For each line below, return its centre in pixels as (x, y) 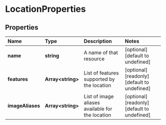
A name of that (101, 53)
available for (98, 109)
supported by (99, 79)
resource (94, 59)
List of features (101, 73)
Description (98, 41)
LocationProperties (45, 9)
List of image (99, 96)
